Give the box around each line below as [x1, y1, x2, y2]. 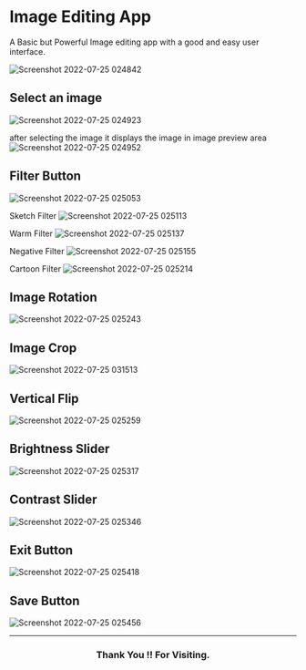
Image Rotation [9, 289, 97, 304]
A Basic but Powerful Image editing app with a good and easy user [9, 36, 260, 47]
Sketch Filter [9, 210, 57, 221]
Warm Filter [9, 228, 53, 239]
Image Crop [9, 340, 77, 356]
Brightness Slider [9, 441, 110, 457]
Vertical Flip [9, 390, 79, 407]
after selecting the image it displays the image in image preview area [9, 132, 267, 143]
